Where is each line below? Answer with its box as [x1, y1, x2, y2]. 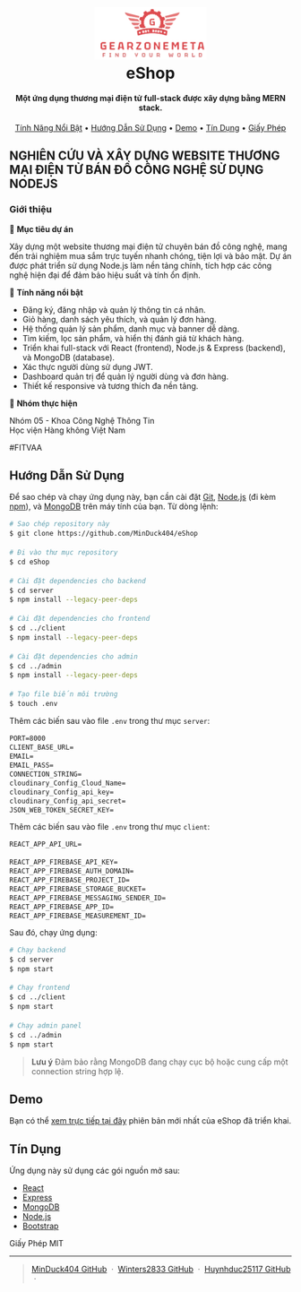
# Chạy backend [9, 945, 66, 954]
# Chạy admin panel [9, 1021, 82, 1030]
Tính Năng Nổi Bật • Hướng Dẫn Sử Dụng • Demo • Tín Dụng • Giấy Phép [14, 122, 287, 133]
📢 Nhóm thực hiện [9, 398, 78, 409]
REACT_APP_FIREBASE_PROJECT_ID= [9, 875, 130, 884]
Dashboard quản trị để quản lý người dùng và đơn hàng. [21, 371, 229, 382]
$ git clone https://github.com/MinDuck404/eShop [9, 530, 199, 538]
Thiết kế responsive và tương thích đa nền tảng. [21, 380, 199, 391]
